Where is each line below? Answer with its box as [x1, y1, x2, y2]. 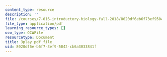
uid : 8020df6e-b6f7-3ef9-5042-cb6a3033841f [5, 44, 97, 49]
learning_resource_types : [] [5, 26, 66, 31]
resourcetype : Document [5, 35, 55, 40]
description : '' [5, 12, 39, 17]
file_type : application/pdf [5, 21, 64, 26]
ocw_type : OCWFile [5, 30, 43, 35]
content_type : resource [5, 7, 55, 12]
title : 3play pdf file [5, 40, 52, 45]
